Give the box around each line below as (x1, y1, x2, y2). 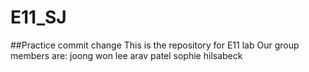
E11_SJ (10, 6, 67, 29)
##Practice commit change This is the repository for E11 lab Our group (10, 39, 300, 51)
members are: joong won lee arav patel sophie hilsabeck (10, 49, 243, 61)
